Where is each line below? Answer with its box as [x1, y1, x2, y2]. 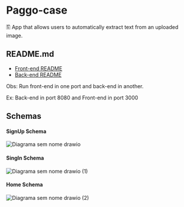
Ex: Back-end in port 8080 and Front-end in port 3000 [6, 94, 138, 101]
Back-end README [14, 71, 62, 78]
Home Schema [6, 181, 43, 188]
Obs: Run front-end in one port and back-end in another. [6, 82, 144, 89]
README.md [6, 49, 54, 59]
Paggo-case [6, 4, 68, 17]
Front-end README [14, 64, 63, 72]
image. [6, 32, 23, 39]
